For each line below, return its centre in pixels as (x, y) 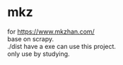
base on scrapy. (31, 38)
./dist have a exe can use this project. (62, 46)
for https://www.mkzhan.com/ (51, 31)
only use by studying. (39, 54)
